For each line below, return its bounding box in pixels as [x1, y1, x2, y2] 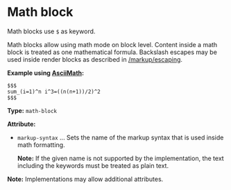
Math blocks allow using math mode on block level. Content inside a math [7, 40, 218, 49]
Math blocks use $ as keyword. [7, 27, 96, 35]
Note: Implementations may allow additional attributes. [7, 175, 164, 183]
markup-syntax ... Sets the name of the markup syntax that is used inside [17, 133, 224, 141]
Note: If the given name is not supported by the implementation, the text [17, 154, 224, 162]
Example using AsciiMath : [7, 69, 85, 77]
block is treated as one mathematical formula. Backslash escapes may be [7, 48, 217, 56]
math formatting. [17, 140, 65, 149]
